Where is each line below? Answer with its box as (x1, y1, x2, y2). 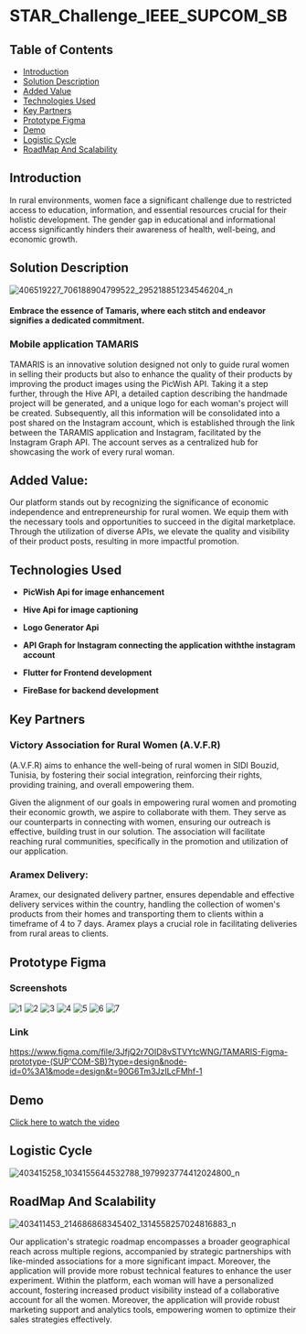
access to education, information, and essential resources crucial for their (9, 204, 288, 215)
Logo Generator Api (22, 622, 100, 633)
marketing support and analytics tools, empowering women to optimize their (9, 1304, 297, 1315)
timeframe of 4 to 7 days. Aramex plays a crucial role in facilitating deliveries (9, 919, 298, 930)
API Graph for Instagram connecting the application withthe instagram (22, 640, 296, 651)
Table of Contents (9, 42, 114, 58)
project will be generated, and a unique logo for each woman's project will (9, 397, 289, 408)
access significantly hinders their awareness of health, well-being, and (9, 223, 276, 234)
